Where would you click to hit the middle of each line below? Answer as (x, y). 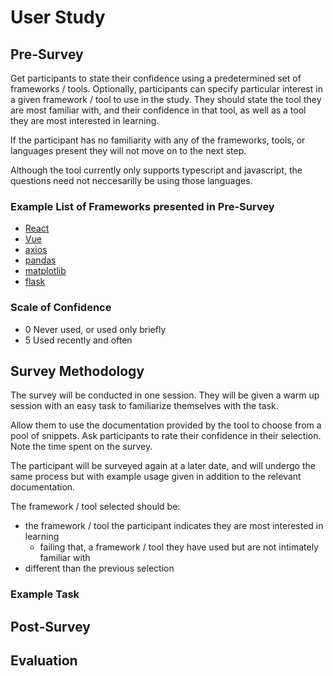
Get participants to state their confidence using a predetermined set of (156, 78)
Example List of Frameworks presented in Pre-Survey (142, 206)
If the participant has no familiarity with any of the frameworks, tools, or (158, 140)
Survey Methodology (77, 371)
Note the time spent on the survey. (81, 447)
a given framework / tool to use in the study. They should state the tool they (166, 99)
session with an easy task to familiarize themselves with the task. (144, 406)
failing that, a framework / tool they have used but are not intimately (179, 547)
